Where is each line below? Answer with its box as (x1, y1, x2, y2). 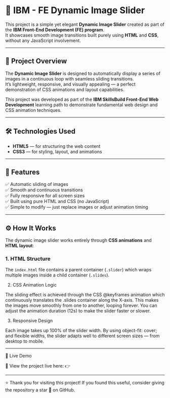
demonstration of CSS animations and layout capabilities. (5, 86, 124, 93)
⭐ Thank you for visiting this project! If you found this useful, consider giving (5, 380, 164, 386)
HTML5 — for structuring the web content (12, 143, 101, 149)
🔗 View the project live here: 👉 (5, 363, 71, 369)
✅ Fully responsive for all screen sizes (5, 192, 85, 199)
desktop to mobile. (5, 338, 45, 344)
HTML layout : (5, 243, 34, 249)
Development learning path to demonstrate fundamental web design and (5, 101, 158, 108)
